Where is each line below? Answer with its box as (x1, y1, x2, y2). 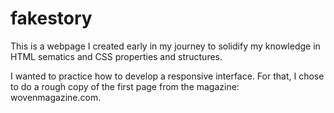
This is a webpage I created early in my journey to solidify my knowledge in (10, 40, 321, 52)
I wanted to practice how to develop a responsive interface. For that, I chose (10, 70, 325, 82)
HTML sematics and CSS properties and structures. (10, 50, 223, 62)
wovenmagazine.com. (10, 91, 102, 103)
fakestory (10, 7, 93, 30)
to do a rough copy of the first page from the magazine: (10, 80, 240, 92)
